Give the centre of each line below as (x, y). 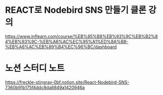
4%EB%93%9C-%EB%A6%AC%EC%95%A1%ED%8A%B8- (67, 41)
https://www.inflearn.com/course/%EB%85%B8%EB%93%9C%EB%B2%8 (81, 36)
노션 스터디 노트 (35, 68)
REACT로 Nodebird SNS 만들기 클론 (76, 10)
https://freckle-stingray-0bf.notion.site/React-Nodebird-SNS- (67, 82)
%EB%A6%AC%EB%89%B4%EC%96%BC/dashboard (61, 47)
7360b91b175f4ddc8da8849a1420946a (45, 87)
